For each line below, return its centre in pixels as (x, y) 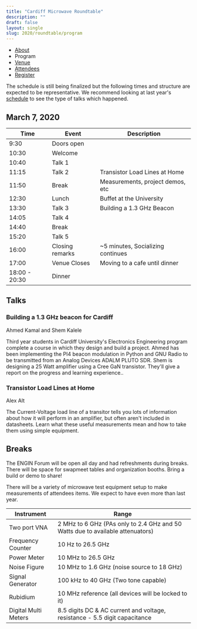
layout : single (25, 28)
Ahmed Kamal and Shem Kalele (44, 330)
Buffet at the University (132, 198)
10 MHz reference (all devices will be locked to (123, 593)
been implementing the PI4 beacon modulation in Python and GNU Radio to (97, 354)
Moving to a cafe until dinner (139, 263)
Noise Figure (27, 567)
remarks (63, 253)
